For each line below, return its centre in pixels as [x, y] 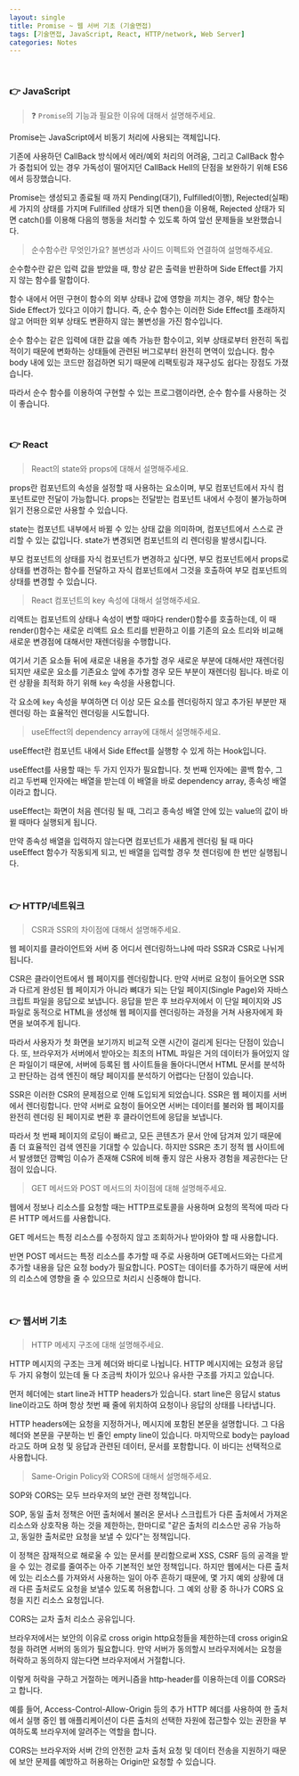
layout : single [37, 17]
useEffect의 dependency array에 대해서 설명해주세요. [126, 731]
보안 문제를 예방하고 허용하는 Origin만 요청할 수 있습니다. [117, 1762]
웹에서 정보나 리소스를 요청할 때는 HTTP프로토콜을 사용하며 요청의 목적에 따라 [145, 1207]
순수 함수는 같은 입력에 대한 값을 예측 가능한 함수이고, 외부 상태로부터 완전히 [141, 340]
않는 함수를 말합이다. [54, 280]
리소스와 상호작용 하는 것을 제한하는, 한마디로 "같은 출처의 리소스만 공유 [133, 1525]
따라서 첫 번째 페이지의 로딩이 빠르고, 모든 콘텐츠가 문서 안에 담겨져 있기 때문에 [145, 1136]
